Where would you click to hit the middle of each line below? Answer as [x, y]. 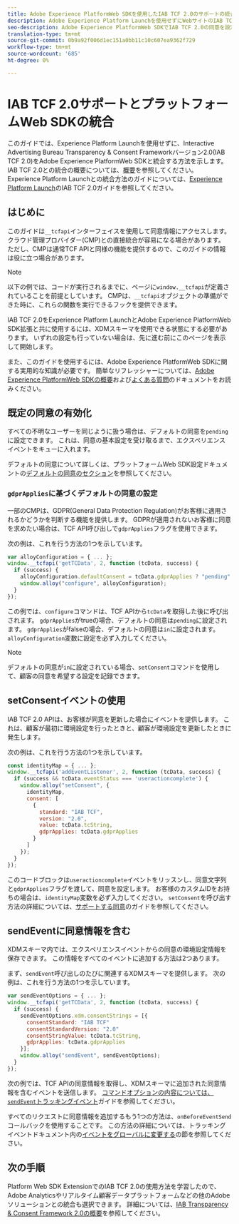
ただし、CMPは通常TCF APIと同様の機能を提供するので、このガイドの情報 [117, 249]
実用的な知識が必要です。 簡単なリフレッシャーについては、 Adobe [117, 370]
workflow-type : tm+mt [39, 47]
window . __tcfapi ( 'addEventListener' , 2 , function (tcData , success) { [114, 772]
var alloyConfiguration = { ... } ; [60, 557]
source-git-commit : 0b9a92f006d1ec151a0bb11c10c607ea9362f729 [101, 41]
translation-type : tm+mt [44, 34]
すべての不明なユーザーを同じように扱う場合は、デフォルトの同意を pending [118, 432]
